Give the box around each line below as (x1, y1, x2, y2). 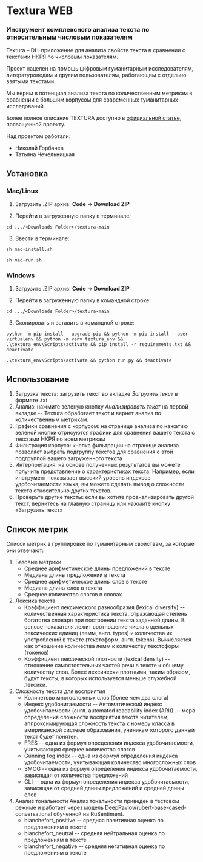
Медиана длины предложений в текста (24, 571, 126, 579)
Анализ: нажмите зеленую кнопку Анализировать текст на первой (15, 403, 189, 410)
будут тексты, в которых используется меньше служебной (24, 675, 177, 682)
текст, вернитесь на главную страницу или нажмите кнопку (15, 500, 171, 508)
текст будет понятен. (24, 733, 79, 740)
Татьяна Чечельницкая (15, 151, 75, 158)
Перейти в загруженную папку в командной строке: (15, 297, 151, 304)
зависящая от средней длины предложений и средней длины (24, 785, 184, 792)
